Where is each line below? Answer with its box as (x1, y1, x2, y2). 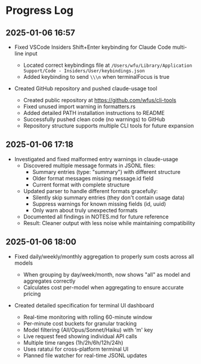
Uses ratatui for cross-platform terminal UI (23, 345, 129, 353)
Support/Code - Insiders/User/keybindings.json (23, 68, 145, 74)
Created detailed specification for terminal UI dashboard (14, 301, 155, 309)
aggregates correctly (23, 277, 76, 285)
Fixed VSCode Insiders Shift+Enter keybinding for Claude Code (14, 43, 172, 51)
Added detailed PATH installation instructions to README (23, 110, 165, 116)
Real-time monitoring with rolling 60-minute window (23, 313, 153, 321)
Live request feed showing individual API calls (23, 332, 138, 340)
